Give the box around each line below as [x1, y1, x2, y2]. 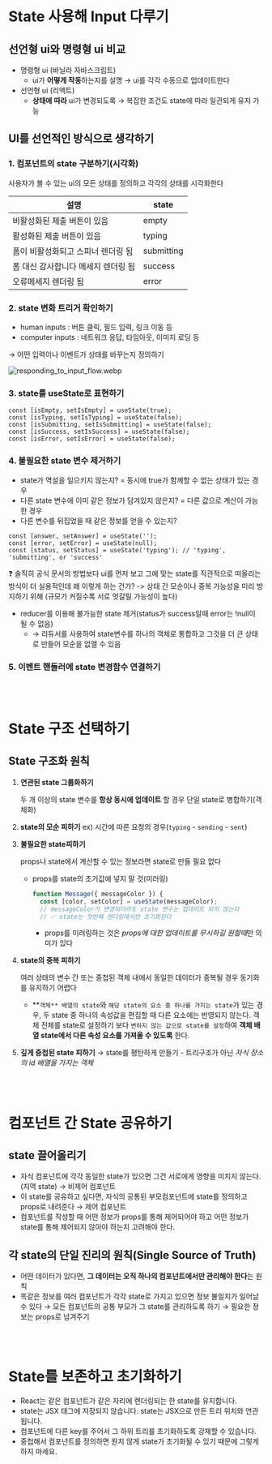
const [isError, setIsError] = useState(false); [8, 435, 176, 443]
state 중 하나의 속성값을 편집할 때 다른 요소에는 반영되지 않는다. [51, 1011, 252, 1020]
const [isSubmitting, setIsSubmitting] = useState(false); [8, 421, 212, 429]
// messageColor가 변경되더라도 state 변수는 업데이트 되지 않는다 [39, 905, 240, 913]
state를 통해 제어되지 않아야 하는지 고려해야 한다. [19, 1222, 176, 1232]
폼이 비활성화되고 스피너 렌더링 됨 [12, 245, 134, 256]
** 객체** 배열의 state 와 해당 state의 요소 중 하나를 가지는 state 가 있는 [32, 1000, 255, 1010]
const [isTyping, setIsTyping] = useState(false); [8, 414, 183, 422]
